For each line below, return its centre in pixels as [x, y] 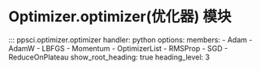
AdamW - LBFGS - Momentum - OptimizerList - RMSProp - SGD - [118, 48]
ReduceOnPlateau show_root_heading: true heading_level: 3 [109, 57]
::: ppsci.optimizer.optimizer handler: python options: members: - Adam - [130, 39]
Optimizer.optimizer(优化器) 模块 [120, 17]
